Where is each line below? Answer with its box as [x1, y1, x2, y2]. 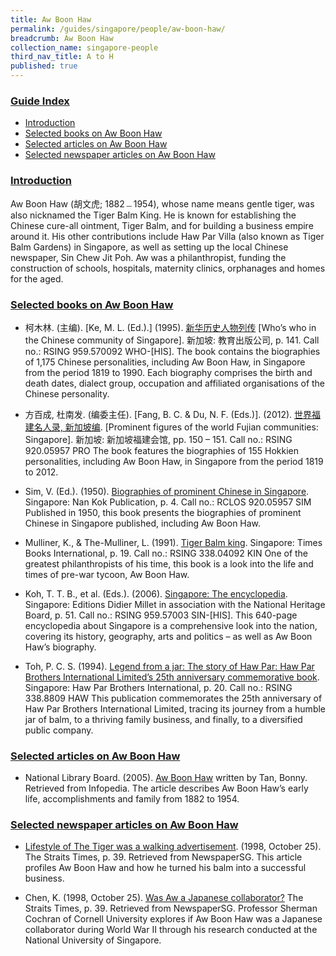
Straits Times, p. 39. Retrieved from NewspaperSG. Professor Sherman [24, 902, 318, 915]
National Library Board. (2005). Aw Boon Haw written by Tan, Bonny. [24, 772, 308, 784]
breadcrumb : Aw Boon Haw [10, 33, 114, 43]
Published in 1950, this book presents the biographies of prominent [24, 506, 302, 518]
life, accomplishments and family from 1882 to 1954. [24, 793, 240, 805]
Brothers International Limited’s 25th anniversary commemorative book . [24, 671, 320, 683]
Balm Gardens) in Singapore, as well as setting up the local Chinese [10, 241, 289, 253]
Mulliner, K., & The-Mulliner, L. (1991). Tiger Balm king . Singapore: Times [24, 536, 323, 548]
